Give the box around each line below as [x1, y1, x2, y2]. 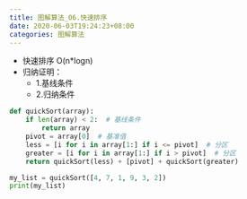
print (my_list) [9, 181, 66, 191]
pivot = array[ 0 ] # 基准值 [25, 132, 127, 141]
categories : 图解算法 [9, 30, 85, 39]
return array [41, 124, 91, 133]
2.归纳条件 [35, 89, 75, 99]
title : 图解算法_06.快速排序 [9, 13, 108, 22]
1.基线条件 [35, 78, 74, 89]
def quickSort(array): [9, 107, 94, 117]
